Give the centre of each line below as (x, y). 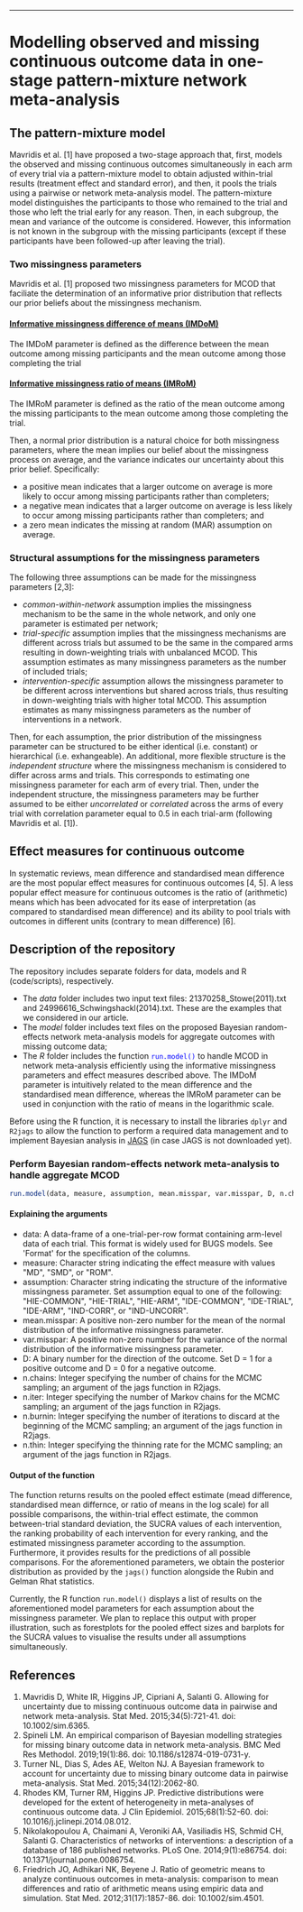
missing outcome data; (65, 1046)
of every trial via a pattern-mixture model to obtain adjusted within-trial (141, 174)
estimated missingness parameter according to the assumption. (128, 1543)
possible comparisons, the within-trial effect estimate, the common (134, 1514)
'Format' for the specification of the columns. (106, 1253)
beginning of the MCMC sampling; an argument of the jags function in (152, 1425)
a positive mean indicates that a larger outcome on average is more (147, 486)
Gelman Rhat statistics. (52, 1581)
